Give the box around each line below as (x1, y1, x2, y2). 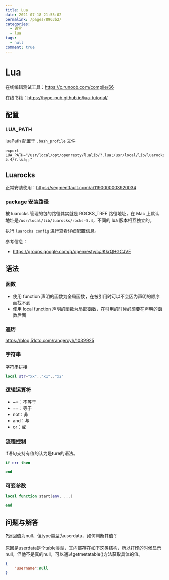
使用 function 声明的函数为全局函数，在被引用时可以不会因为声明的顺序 (12, 293, 160, 300)
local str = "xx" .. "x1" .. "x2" (5, 374, 64, 379)
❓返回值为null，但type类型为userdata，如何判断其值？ (5, 532, 118, 539)
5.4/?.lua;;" (5, 157, 33, 162)
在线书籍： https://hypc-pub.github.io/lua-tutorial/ (5, 94, 108, 101)
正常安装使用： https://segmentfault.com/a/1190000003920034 (5, 185, 137, 191)
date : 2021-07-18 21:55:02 (5, 12, 62, 17)
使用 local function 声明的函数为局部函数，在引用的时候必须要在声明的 (12, 306, 158, 312)
